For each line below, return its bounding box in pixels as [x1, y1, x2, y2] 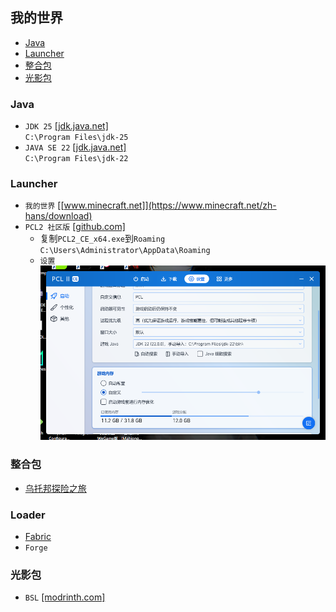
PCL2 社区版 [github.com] [24, 221, 126, 233]
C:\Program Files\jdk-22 [24, 154, 129, 164]
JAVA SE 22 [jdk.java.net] [24, 141, 127, 153]
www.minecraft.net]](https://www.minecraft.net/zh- [63, 199, 277, 212]
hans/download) [24, 210, 93, 222]
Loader [10, 508, 46, 522]
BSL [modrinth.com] [24, 591, 106, 603]
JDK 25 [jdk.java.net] [24, 120, 109, 132]
